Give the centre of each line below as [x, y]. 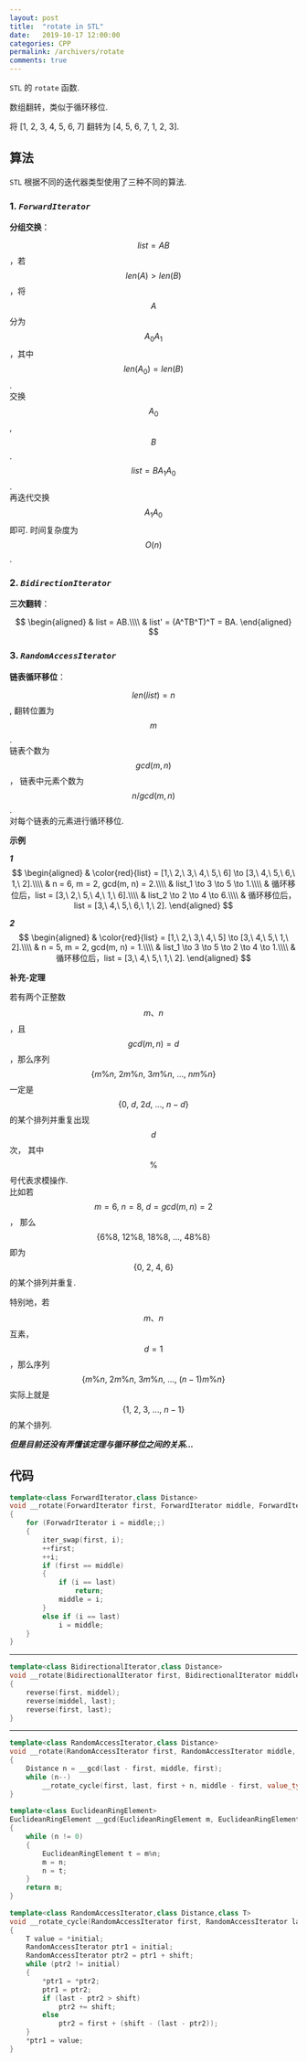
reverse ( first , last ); [69, 1709]
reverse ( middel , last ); [71, 1701]
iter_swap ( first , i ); [84, 1540]
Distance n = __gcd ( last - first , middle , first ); [124, 1768]
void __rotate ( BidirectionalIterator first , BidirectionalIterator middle [155, 1676]
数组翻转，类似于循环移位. [59, 107]
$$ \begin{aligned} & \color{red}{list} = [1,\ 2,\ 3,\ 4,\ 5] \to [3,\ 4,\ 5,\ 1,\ [153, 937]
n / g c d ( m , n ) [153, 796]
